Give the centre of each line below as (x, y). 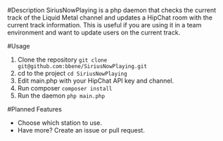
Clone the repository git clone (62, 60)
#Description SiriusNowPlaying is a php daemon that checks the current (112, 10)
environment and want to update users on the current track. (94, 32)
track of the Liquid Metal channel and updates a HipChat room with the (110, 18)
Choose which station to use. (60, 123)
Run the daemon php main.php (61, 95)
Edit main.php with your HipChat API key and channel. (96, 81)
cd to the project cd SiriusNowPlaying (72, 73)
